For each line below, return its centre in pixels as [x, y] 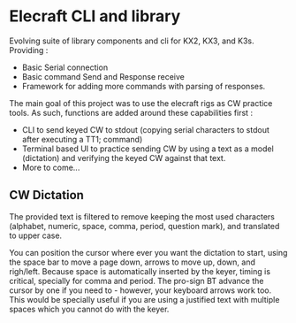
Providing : [29, 50]
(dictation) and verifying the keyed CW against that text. [124, 158]
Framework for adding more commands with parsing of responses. [144, 86]
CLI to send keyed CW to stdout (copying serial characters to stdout [145, 129]
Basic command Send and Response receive [103, 76]
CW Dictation [46, 195]
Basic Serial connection [65, 67]
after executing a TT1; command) [82, 139]
